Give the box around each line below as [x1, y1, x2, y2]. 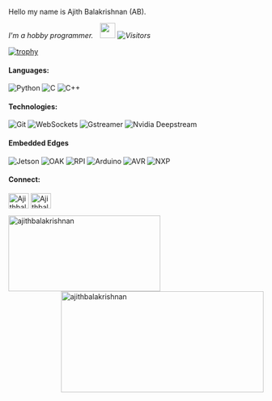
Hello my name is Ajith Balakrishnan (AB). [8, 7, 147, 16]
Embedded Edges [8, 138, 69, 148]
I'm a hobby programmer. [8, 31, 94, 40]
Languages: [8, 65, 50, 75]
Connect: [8, 175, 40, 184]
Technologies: [8, 101, 58, 112]
